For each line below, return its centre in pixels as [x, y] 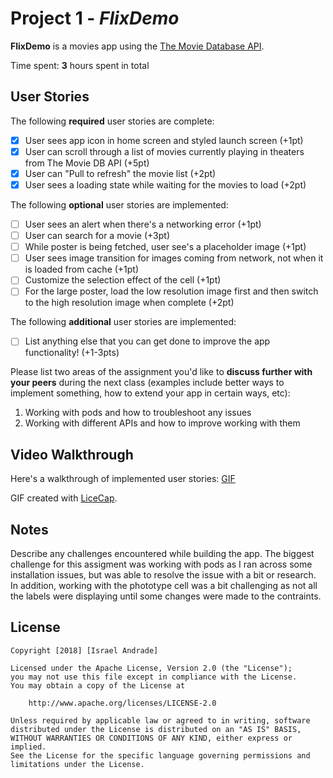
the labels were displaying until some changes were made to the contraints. [166, 596]
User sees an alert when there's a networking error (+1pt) [143, 224]
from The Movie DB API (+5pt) [87, 163]
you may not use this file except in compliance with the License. [154, 677]
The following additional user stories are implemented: [123, 322]
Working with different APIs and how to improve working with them [162, 423]
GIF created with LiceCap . [64, 498]
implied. [28, 747]
